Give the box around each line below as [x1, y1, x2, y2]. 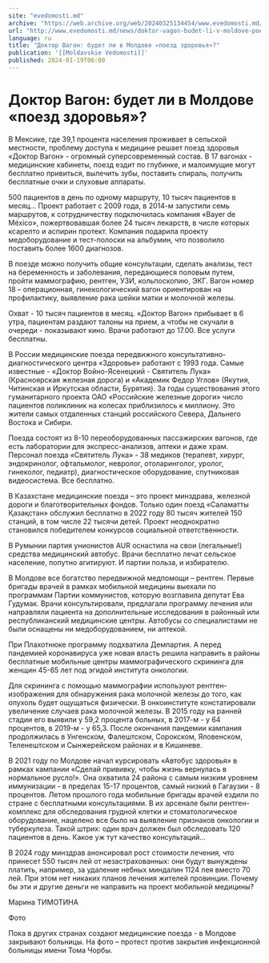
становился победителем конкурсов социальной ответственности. [8, 525, 239, 535]
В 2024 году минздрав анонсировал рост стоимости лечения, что [8, 848, 235, 857]
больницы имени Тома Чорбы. [8, 945, 113, 955]
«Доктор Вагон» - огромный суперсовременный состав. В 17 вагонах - [8, 151, 253, 161]
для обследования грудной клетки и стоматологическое [43, 806, 238, 817]
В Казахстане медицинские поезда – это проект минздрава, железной [8, 491, 251, 500]
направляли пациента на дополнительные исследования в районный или [8, 607, 260, 616]
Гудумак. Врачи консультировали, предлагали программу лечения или [8, 598, 253, 608]
